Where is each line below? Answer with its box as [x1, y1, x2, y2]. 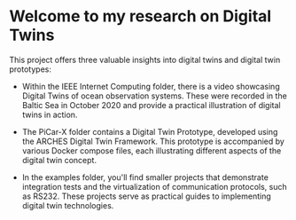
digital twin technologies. [21, 200, 114, 210]
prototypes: [9, 64, 51, 75]
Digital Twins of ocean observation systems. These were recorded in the [21, 90, 288, 101]
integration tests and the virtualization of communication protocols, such [21, 181, 288, 192]
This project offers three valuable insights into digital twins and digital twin [9, 54, 281, 65]
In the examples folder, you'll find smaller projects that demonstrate [21, 171, 269, 183]
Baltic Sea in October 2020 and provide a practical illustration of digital [21, 99, 281, 110]
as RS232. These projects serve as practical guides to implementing [21, 191, 272, 201]
